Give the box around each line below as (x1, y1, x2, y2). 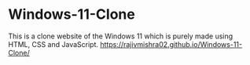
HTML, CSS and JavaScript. (8, 39, 99, 49)
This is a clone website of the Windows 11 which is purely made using (8, 31, 233, 41)
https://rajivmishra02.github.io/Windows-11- (99, 39, 242, 49)
